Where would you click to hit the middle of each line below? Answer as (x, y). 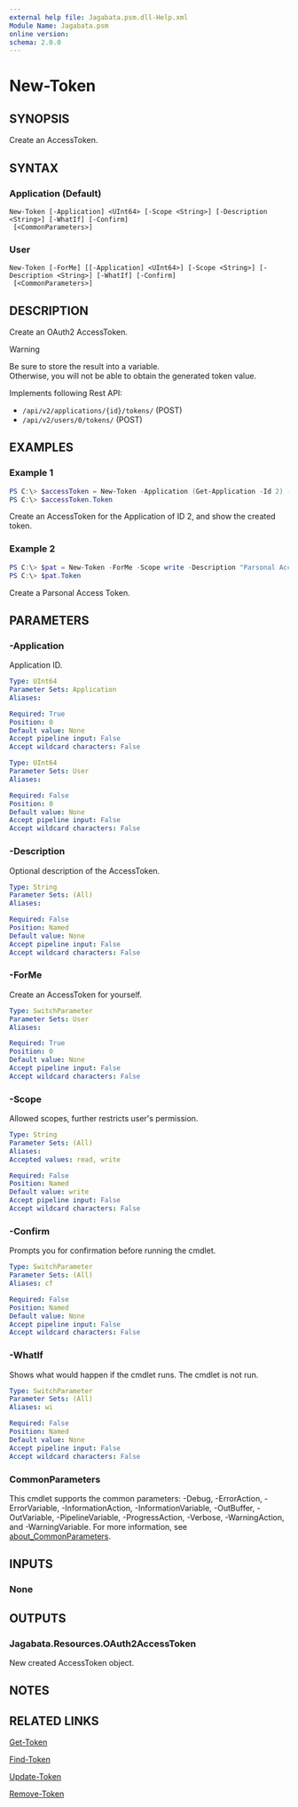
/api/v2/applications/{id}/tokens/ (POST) (102, 410)
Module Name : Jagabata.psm (59, 26)
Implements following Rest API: (66, 393)
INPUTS (31, 1564)
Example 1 (31, 473)
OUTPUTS (38, 1618)
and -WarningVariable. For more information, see (98, 1526)
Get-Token (28, 1742)
